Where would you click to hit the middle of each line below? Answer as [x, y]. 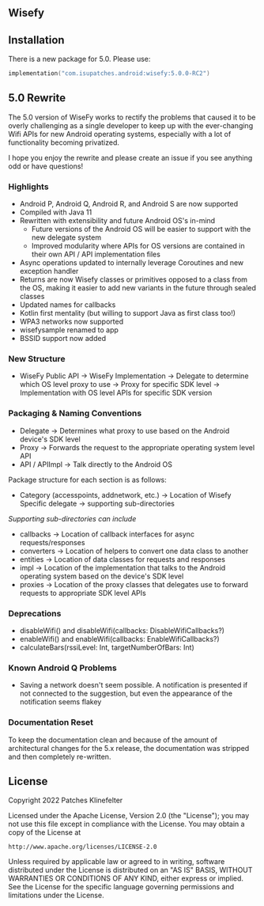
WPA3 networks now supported [72, 322]
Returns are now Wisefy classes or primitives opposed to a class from [133, 279]
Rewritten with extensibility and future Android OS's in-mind [117, 221]
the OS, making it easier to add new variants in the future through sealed [138, 288]
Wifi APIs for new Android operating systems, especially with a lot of [120, 134]
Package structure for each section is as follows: [88, 480]
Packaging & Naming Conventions [75, 413]
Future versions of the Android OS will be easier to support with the [141, 229]
